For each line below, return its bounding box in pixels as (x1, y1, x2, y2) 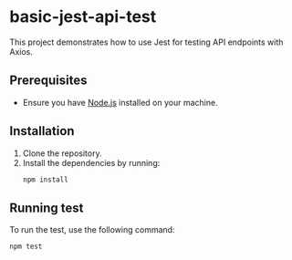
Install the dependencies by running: (22, 157, 161, 168)
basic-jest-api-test (9, 6, 157, 27)
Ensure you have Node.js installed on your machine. (22, 97, 218, 108)
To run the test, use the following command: (9, 224, 175, 235)
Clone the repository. (22, 148, 102, 159)
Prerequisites (9, 73, 88, 88)
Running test (9, 200, 84, 215)
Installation (9, 123, 75, 139)
